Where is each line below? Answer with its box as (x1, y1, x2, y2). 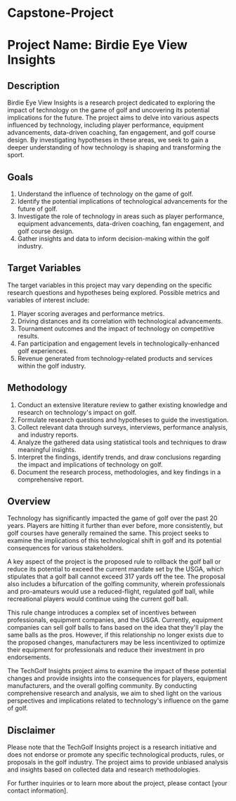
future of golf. (17, 205, 58, 213)
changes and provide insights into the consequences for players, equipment (7, 674, 228, 682)
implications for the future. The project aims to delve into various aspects (7, 114, 219, 122)
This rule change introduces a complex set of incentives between (7, 609, 197, 617)
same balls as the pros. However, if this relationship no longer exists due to (7, 630, 224, 640)
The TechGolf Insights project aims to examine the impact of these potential (7, 667, 227, 675)
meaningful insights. (17, 445, 77, 454)
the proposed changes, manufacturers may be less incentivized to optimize (7, 638, 225, 647)
